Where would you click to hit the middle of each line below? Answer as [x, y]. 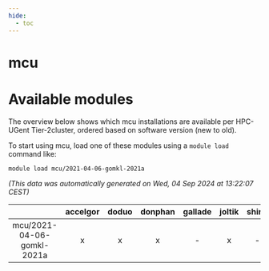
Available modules [71, 99]
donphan [158, 211]
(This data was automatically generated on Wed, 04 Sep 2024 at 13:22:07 [131, 183]
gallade [197, 211]
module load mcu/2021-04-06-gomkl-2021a [77, 169]
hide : [17, 16]
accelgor [82, 211]
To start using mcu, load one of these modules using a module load [119, 145]
